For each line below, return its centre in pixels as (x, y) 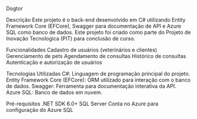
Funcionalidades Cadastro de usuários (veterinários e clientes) (81, 50)
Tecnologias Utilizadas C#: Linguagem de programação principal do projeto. (98, 74)
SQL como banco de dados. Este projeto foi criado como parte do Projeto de (98, 32)
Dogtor (15, 8)
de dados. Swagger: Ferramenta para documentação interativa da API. (91, 86)
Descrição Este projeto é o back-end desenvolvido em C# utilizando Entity (96, 20)
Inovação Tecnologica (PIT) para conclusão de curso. (71, 38)
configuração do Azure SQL (40, 110)
